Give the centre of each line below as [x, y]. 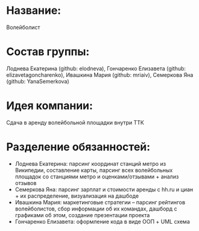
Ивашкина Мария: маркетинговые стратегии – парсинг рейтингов [100, 202]
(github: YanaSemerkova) [38, 81]
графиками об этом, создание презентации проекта [82, 215]
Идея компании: [50, 106]
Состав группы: [48, 52]
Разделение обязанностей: [78, 147]
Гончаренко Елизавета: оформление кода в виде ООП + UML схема [102, 221]
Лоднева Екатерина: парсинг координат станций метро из [90, 163]
